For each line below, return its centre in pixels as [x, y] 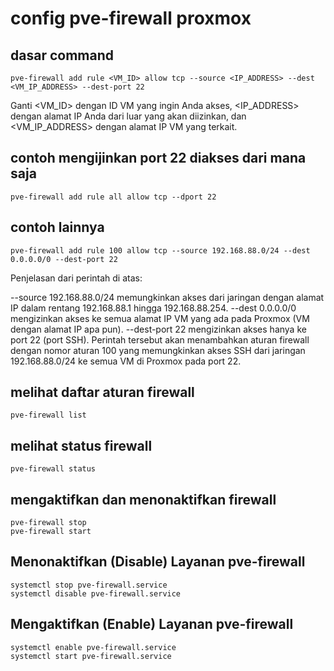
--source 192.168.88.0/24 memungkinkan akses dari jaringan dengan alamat [167, 297]
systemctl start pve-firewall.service [91, 656]
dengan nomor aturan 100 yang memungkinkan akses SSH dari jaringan [158, 350]
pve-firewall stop [48, 523]
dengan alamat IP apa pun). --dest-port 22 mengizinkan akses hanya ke [158, 329]
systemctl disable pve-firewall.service [96, 593]
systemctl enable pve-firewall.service [93, 647]
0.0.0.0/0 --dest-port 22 [64, 259]
